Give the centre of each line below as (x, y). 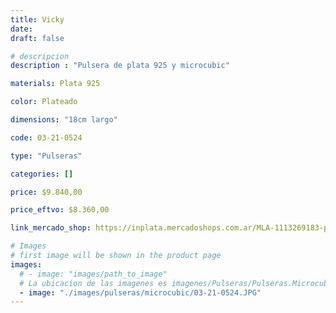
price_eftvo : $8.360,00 (60, 210)
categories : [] (42, 174)
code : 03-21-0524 (46, 137)
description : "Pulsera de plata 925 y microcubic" (120, 66)
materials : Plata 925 (55, 84)
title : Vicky (37, 19)
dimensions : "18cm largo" (64, 120)
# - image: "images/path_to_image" (93, 274)
